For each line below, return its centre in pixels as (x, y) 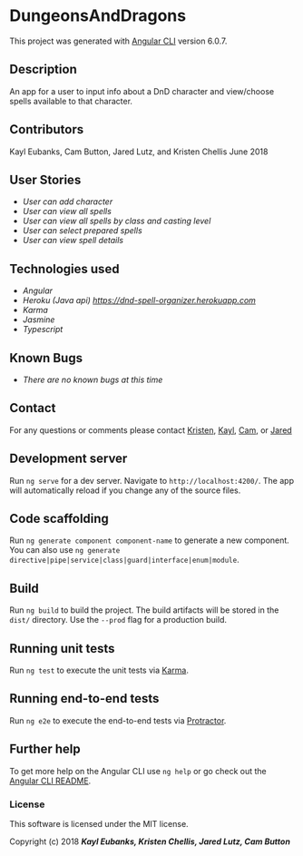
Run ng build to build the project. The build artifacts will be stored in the (144, 610)
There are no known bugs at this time (93, 379)
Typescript (43, 330)
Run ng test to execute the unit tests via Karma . (99, 670)
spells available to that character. (71, 101)
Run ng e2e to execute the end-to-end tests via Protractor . (118, 720)
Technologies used (64, 269)
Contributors (47, 129)
